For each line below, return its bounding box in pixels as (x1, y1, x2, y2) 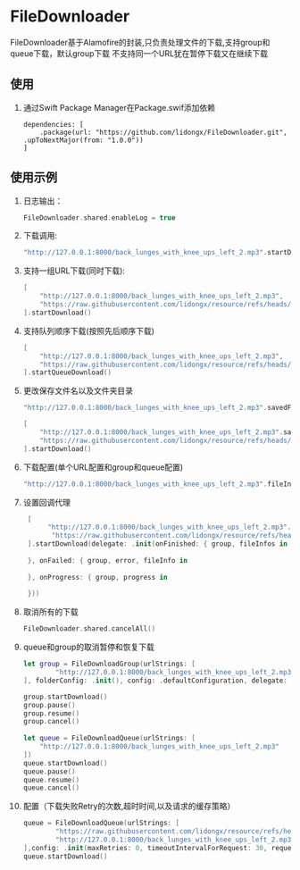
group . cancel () (22, 717, 80, 726)
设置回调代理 (22, 497, 71, 507)
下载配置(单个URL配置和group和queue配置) (22, 462, 184, 473)
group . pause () (22, 700, 76, 709)
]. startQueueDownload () (22, 368, 112, 377)
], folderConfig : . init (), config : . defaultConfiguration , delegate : (22, 676, 288, 685)
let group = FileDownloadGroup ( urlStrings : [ (22, 659, 196, 669)
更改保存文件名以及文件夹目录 (22, 386, 133, 397)
